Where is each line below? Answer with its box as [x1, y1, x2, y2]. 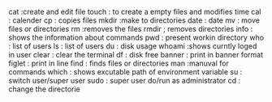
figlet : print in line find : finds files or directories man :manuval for [8, 58, 229, 68]
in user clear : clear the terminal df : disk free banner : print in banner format [8, 50, 264, 59]
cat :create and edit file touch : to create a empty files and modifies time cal [8, 7, 261, 16]
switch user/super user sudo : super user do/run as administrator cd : [8, 76, 241, 85]
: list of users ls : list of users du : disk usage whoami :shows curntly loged [8, 41, 257, 51]
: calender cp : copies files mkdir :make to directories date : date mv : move [8, 15, 260, 25]
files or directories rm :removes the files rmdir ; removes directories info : [8, 24, 253, 33]
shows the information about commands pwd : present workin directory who [8, 32, 265, 42]
